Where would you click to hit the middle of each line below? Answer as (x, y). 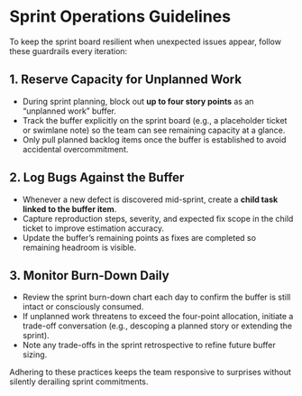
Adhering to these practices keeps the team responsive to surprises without (150, 373)
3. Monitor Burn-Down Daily (89, 276)
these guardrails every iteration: (69, 51)
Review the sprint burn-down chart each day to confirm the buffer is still (156, 297)
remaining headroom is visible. (79, 247)
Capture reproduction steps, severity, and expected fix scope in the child (158, 218)
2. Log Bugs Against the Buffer (97, 178)
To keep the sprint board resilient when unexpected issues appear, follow (146, 41)
